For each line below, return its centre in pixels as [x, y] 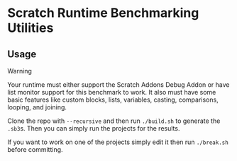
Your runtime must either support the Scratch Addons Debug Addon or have [118, 85]
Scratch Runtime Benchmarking [103, 13]
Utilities [31, 28]
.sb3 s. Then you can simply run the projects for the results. [94, 128]
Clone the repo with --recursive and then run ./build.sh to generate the [114, 121]
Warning [20, 71]
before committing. [35, 149]
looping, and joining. [37, 107]
